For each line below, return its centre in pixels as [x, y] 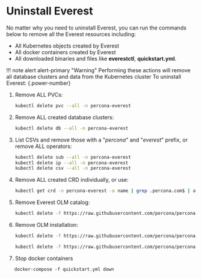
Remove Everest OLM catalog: [52, 202]
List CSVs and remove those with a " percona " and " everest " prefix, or [101, 140]
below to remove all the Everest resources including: [71, 34]
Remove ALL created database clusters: [64, 117]
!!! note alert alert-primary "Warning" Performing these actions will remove [98, 70]
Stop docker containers [44, 258]
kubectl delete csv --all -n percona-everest [73, 168]
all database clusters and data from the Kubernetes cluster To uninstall [94, 76]
